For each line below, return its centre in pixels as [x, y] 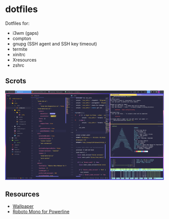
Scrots [16, 81]
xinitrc [19, 54]
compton [22, 38]
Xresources [24, 60]
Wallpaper [23, 206]
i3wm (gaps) [25, 33]
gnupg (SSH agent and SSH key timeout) [55, 43]
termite [20, 49]
